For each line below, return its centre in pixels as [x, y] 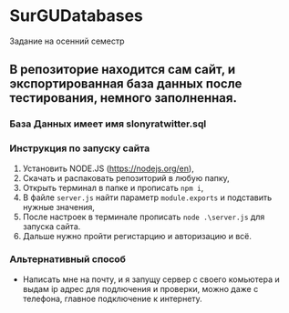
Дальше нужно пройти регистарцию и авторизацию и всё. [137, 236]
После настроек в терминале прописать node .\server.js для [144, 217]
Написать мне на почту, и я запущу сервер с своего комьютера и [151, 279]
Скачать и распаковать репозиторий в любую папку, [126, 177]
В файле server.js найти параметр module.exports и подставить [147, 197]
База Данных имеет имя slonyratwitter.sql [108, 124]
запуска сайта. [52, 226]
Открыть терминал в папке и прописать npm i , [113, 187]
